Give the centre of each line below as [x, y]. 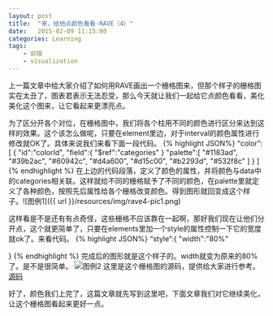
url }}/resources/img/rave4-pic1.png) [119, 201]
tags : [17, 46]
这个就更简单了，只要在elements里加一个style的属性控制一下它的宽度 [145, 228]
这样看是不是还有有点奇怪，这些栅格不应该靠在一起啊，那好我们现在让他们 [133, 218]
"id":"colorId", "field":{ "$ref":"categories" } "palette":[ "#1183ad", [128, 152]
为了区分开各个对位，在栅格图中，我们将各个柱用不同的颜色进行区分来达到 [133, 123]
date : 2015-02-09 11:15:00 [58, 31]
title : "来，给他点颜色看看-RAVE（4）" [71, 24]
